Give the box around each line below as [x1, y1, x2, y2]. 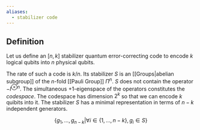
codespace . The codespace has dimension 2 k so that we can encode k [6, 91, 183, 99]
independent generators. [6, 105, 68, 113]
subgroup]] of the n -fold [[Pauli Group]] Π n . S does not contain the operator [6, 77, 194, 84]
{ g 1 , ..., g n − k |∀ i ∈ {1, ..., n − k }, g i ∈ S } [54, 117, 148, 126]
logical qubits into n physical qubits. [6, 59, 95, 66]
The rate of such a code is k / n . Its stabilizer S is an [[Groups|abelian [6, 70, 174, 78]
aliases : [6, 8, 28, 15]
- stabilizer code [11, 14, 58, 20]
